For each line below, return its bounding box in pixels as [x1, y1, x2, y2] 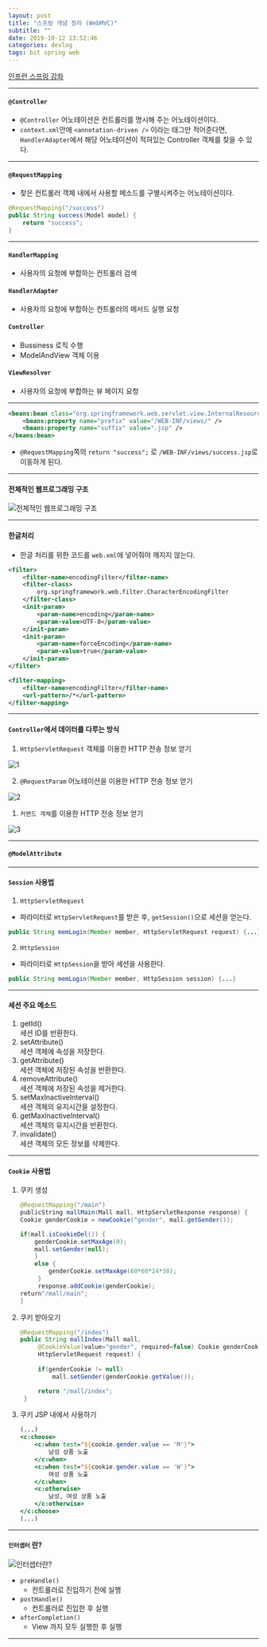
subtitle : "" [8, 26, 52, 34]
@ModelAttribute [8, 850, 62, 858]
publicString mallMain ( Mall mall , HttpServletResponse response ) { [19, 1209, 249, 1217]
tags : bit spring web [8, 49, 80, 57]
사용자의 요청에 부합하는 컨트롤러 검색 [19, 269, 137, 278]
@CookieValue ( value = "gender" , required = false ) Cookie [37, 1343, 220, 1351]
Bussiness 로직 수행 [19, 340, 83, 350]
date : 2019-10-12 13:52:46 [8, 33, 98, 42]
